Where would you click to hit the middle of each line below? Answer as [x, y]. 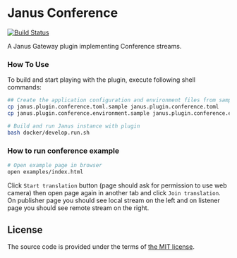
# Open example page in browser [55, 165]
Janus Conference [63, 13]
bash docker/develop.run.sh [49, 133]
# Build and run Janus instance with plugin [74, 126]
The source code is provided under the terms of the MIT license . [101, 247]
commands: [25, 87]
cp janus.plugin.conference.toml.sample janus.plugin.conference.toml [113, 107]
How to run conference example [63, 151]
